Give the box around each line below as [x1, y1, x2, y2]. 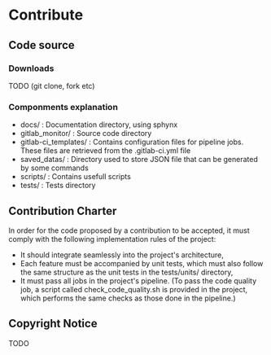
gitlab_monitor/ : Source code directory [20, 129, 152, 138]
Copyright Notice [8, 317, 98, 331]
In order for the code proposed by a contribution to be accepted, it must [8, 226, 250, 235]
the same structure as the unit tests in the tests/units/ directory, [20, 267, 234, 277]
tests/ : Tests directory [20, 181, 96, 191]
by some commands [20, 163, 90, 173]
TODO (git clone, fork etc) [8, 81, 95, 90]
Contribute [8, 6, 84, 24]
